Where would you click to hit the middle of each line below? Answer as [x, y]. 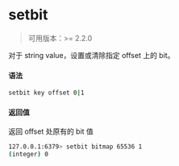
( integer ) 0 [28, 155]
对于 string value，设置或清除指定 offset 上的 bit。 [92, 55]
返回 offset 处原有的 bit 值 [51, 131]
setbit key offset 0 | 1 [46, 93]
